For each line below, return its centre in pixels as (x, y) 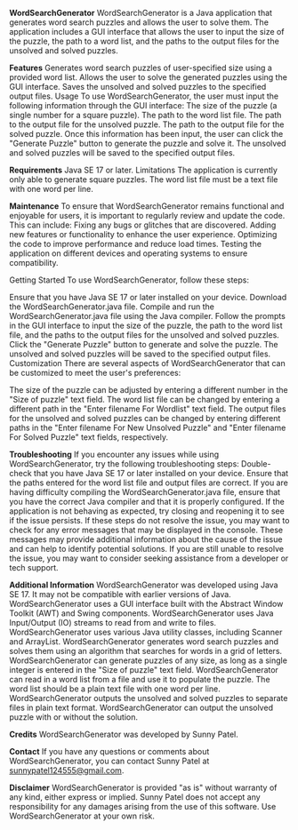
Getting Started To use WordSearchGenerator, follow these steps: (129, 280)
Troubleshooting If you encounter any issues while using (114, 454)
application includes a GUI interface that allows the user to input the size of (147, 32)
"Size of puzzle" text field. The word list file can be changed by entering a (145, 399)
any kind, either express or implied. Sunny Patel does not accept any (135, 797)
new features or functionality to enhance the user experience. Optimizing (143, 234)
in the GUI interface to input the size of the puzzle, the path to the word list (146, 325)
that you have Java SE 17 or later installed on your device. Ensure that (161, 473)
